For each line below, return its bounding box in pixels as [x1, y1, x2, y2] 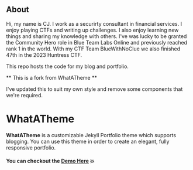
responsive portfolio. [6, 144, 56, 151]
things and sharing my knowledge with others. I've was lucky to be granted [6, 32, 187, 40]
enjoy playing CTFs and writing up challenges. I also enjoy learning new [6, 26, 179, 33]
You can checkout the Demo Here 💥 [6, 158, 95, 165]
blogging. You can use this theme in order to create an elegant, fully [6, 138, 170, 145]
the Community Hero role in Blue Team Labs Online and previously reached [6, 39, 188, 46]
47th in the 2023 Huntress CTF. [6, 51, 82, 58]
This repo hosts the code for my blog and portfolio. [6, 63, 129, 70]
